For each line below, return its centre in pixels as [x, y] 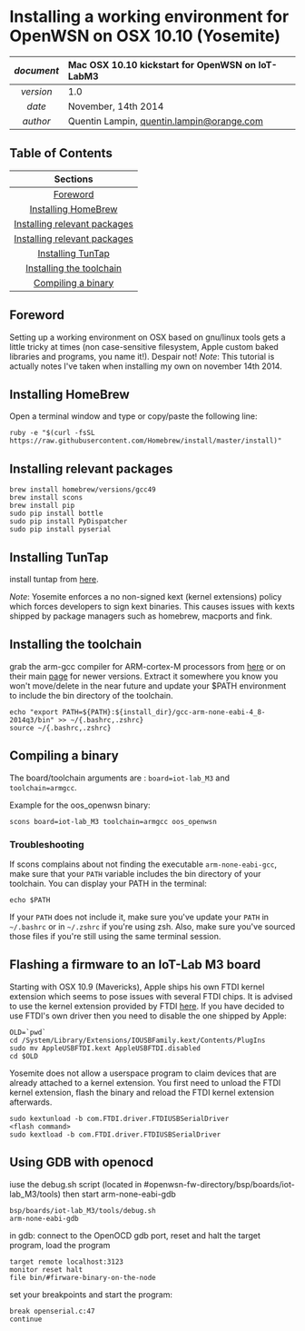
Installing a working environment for [149, 17]
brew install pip [42, 506]
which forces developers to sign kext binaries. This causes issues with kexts [152, 606]
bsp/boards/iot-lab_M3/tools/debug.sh [83, 1210]
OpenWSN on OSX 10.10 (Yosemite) [145, 36]
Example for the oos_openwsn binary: [80, 805]
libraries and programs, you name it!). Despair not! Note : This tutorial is [142, 356]
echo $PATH [30, 900]
